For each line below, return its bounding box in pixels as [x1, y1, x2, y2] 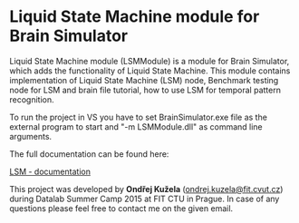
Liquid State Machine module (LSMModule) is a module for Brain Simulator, [9, 55, 290, 66]
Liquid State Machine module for [9, 6, 260, 27]
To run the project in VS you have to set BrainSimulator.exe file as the [9, 111, 267, 122]
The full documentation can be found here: [9, 148, 169, 160]
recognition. [9, 93, 54, 105]
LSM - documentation [9, 166, 91, 177]
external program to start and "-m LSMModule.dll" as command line [9, 121, 263, 132]
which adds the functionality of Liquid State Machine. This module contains [9, 65, 291, 76]
